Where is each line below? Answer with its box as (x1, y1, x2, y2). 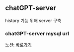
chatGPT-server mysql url (5, 30, 70, 37)
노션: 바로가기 (5, 42, 32, 48)
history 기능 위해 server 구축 (5, 17, 62, 24)
